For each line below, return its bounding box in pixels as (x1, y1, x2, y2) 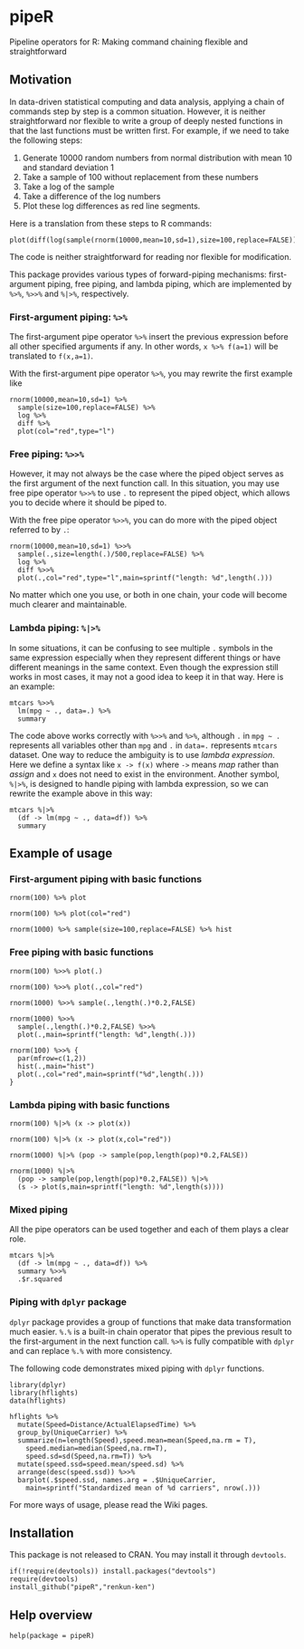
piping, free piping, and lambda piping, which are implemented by (46, 278, 292, 289)
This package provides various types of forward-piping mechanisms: (9, 269, 267, 280)
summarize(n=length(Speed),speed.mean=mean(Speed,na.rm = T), (17, 1435, 257, 1445)
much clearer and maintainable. (9, 599, 128, 610)
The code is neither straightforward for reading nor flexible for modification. (9, 251, 292, 262)
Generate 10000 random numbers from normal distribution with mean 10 (22, 152, 292, 163)
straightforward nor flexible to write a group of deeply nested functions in (9, 115, 283, 126)
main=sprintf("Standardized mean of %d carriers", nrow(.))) (25, 1483, 261, 1492)
